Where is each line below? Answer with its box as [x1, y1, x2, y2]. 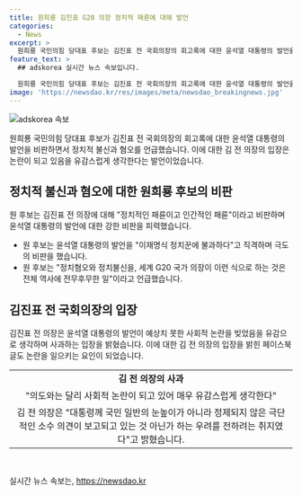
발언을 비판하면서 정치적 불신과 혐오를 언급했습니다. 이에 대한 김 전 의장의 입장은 [9, 144, 290, 155]
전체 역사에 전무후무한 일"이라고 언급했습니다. [22, 273, 182, 284]
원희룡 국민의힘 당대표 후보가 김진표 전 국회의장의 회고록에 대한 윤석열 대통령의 [9, 132, 286, 144]
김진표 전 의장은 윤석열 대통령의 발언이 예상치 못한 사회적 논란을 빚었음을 [9, 328, 263, 339]
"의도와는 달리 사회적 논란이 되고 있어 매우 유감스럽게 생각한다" [25, 390, 277, 402]
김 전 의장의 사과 [118, 373, 184, 385]
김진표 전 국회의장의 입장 [9, 302, 138, 317]
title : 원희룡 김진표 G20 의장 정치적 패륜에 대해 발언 [9, 13, 189, 22]
